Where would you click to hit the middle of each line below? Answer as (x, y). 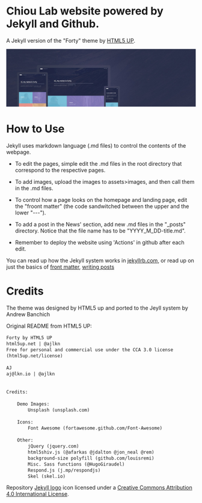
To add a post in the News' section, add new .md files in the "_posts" (100, 224)
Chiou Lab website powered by (85, 11)
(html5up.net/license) (35, 356)
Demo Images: (33, 404)
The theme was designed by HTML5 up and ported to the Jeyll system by (97, 308)
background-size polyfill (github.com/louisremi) (91, 458)
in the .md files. (34, 188)
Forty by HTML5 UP (29, 338)
